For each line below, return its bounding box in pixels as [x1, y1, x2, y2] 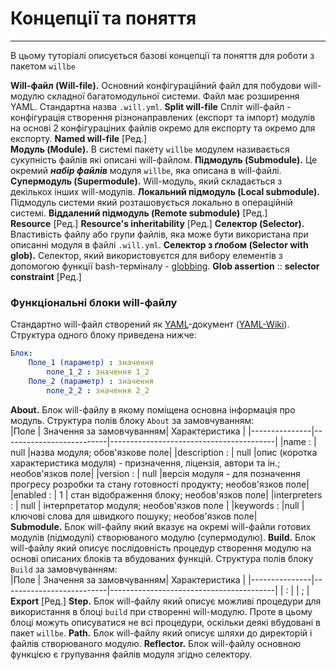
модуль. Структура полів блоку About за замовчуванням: [10, 414, 255, 426]
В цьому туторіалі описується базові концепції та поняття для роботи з [10, 49, 315, 61]
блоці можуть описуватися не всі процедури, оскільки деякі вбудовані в [10, 616, 322, 628]
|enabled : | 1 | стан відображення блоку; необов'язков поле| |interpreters [10, 488, 323, 501]
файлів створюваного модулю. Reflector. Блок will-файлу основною [10, 637, 302, 649]
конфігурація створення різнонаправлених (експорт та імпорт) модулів [10, 111, 316, 123]
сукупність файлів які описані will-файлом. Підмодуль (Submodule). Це [10, 153, 318, 166]
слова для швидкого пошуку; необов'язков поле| [47, 510, 258, 522]
